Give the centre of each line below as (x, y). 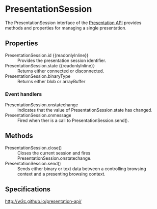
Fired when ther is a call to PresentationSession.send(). (73, 120)
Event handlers (24, 94)
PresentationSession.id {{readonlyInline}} (47, 55)
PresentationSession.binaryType (38, 76)
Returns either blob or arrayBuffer (52, 81)
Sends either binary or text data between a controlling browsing (82, 169)
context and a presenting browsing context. (61, 174)
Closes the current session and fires (54, 153)
